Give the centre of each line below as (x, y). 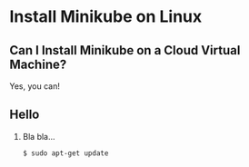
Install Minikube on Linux (106, 17)
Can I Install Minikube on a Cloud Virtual (125, 50)
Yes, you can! (35, 86)
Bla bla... (39, 136)
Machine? (38, 64)
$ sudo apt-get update (65, 153)
